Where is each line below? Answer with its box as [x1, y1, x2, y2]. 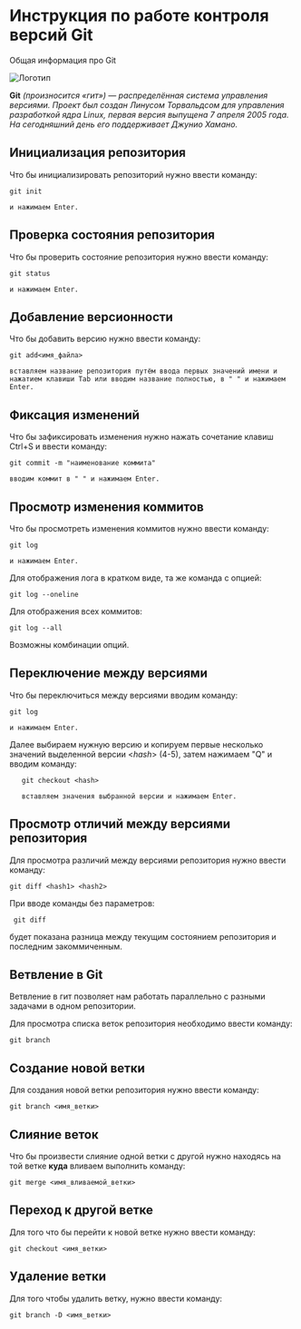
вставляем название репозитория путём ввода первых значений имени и [9, 366, 278, 376]
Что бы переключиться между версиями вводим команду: [9, 689, 238, 700]
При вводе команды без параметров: [9, 897, 155, 908]
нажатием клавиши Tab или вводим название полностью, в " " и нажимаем [9, 375, 286, 384]
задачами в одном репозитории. [9, 1001, 136, 1011]
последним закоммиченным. [9, 941, 122, 952]
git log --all [9, 623, 63, 632]
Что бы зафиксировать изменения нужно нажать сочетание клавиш [9, 432, 274, 443]
